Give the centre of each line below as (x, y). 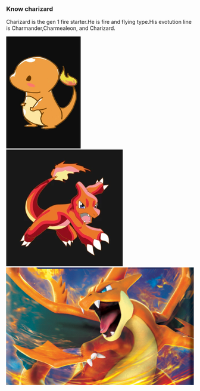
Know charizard (30, 9)
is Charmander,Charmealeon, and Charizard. (61, 28)
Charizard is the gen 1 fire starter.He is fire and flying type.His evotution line (99, 22)
